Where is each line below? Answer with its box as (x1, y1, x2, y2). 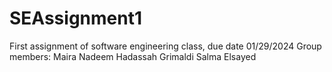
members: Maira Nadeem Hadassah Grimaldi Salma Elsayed (9, 50, 257, 62)
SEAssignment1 (9, 7, 142, 30)
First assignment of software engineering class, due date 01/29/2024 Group (9, 40, 322, 52)
